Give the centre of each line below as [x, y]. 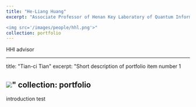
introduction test [26, 99]
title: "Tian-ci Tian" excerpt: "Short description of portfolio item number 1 [94, 66]
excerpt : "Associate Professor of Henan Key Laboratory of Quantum [90, 17]
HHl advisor [20, 50]
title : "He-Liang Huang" [36, 11]
